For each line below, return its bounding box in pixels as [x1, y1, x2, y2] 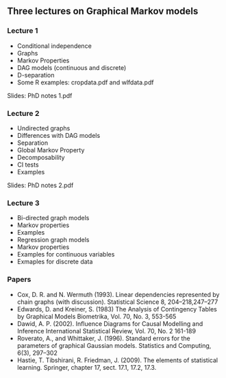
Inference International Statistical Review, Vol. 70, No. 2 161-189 [16, 327, 197, 335]
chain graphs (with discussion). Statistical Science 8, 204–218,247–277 [16, 298, 218, 306]
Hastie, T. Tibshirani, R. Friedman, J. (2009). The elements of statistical [16, 356, 218, 364]
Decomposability [16, 153, 65, 161]
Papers [7, 274, 32, 284]
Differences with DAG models [16, 131, 101, 139]
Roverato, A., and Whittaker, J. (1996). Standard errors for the [16, 334, 190, 342]
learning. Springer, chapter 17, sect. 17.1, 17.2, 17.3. [16, 363, 157, 371]
